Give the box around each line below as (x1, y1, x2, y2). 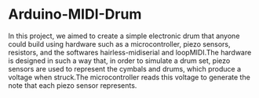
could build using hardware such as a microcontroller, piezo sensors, (8, 39, 231, 48)
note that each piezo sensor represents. (8, 80, 137, 90)
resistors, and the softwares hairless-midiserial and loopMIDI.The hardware (8, 47, 252, 57)
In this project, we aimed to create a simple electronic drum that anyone (8, 31, 240, 40)
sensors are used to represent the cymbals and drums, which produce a (8, 64, 242, 73)
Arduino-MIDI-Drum (8, 5, 142, 23)
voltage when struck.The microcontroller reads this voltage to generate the (8, 72, 251, 82)
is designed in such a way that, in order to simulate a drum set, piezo (8, 56, 231, 65)
